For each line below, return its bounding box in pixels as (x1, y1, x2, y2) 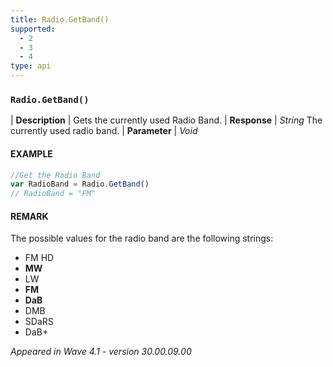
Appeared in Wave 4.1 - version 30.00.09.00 (10, 346, 192, 358)
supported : (10, 24, 56, 34)
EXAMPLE (10, 147, 53, 160)
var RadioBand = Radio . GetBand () (10, 179, 150, 190)
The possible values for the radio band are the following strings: (10, 232, 274, 245)
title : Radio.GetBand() (10, 14, 110, 25)
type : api (10, 61, 52, 71)
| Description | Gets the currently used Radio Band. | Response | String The (10, 114, 323, 126)
